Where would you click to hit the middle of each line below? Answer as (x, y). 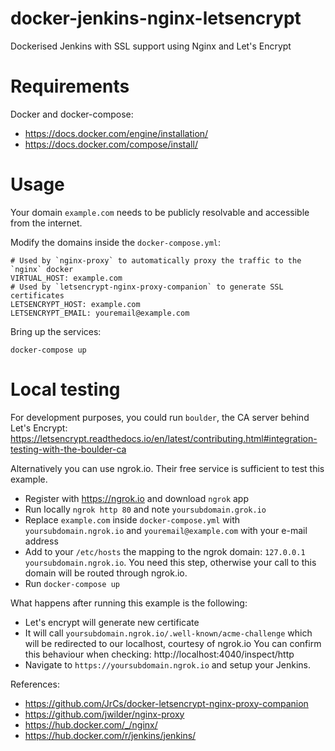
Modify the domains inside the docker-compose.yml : (116, 242)
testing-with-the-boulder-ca (68, 449)
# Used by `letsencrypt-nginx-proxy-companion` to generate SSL (147, 287)
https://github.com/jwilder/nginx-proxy (104, 714)
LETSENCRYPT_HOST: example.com (75, 304)
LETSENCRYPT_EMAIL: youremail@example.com (100, 313)
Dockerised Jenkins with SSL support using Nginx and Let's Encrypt (151, 46)
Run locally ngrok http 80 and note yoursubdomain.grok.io (145, 509)
